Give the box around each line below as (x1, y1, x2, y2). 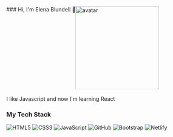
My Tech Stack (6, 110, 52, 118)
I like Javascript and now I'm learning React (6, 95, 115, 102)
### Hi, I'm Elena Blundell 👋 (6, 6, 76, 13)
